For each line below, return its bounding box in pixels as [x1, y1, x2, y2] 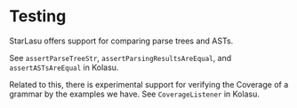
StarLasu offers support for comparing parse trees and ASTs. [9, 35, 234, 46]
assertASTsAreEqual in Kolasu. [9, 62, 119, 73]
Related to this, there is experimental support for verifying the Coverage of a [9, 79, 289, 89]
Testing [9, 6, 67, 27]
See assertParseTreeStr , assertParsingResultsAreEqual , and [9, 52, 232, 63]
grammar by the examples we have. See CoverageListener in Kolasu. [9, 89, 260, 99]
